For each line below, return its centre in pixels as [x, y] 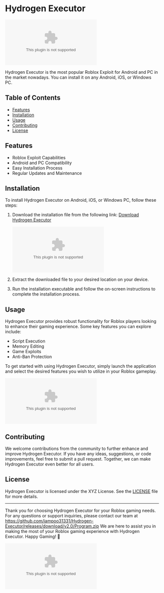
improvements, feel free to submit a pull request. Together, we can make [78, 459]
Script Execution [29, 341]
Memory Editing [28, 346]
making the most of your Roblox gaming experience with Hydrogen [72, 531]
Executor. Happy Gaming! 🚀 [33, 536]
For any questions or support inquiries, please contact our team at [72, 515]
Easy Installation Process [37, 168]
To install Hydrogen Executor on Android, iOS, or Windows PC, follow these [81, 200]
